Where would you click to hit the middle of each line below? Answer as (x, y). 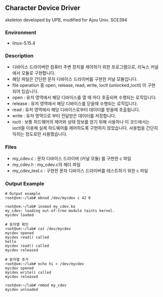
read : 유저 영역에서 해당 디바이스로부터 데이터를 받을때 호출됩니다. (76, 110)
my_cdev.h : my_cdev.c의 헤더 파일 (46, 164)
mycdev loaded (20, 215)
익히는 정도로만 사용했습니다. (40, 134)
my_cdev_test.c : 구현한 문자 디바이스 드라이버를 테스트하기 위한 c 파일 (80, 170)
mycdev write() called (28, 273)
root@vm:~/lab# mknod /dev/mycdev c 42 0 (48, 198)
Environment (21, 32)
